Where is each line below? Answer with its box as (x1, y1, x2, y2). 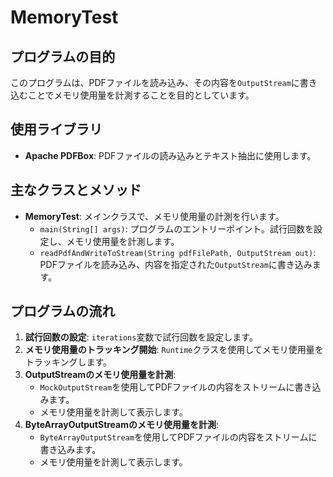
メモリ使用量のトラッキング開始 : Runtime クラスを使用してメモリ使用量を (24, 344, 324, 356)
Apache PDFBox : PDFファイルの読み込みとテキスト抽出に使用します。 (24, 149, 317, 161)
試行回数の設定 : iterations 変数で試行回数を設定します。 (24, 331, 258, 343)
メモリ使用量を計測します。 (66, 235, 180, 247)
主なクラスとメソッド (10, 182, 142, 199)
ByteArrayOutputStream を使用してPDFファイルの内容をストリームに (39, 431, 318, 443)
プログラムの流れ (10, 303, 116, 320)
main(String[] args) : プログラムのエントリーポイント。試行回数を (39, 222, 314, 235)
